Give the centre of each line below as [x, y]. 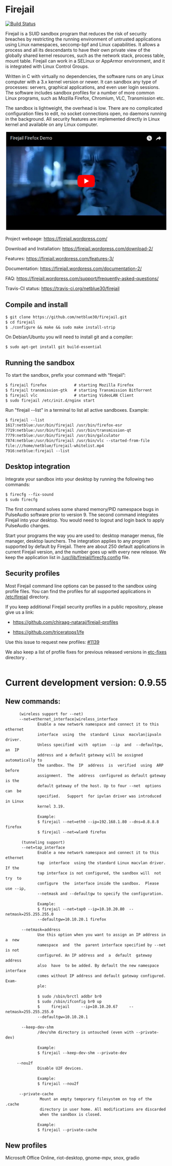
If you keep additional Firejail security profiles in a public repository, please [84, 606]
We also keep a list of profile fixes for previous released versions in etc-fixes [86, 652]
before [12, 770]
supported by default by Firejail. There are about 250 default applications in [85, 546]
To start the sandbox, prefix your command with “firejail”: [66, 375]
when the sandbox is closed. [71, 1114]
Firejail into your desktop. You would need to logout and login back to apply [85, 520]
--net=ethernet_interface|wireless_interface [68, 719]
